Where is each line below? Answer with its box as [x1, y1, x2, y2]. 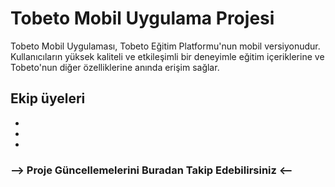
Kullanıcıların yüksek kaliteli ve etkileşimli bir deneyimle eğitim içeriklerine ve [10, 50, 325, 62]
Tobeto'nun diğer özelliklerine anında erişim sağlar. [10, 61, 220, 73]
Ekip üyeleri [10, 90, 86, 107]
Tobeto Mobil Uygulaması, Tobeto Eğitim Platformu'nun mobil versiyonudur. [10, 40, 321, 52]
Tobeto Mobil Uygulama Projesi [10, 7, 275, 30]
